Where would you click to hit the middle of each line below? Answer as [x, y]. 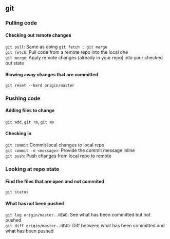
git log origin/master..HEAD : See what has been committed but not [78, 215]
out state [15, 63]
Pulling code [21, 23]
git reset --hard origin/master [40, 85]
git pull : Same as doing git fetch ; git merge [56, 47]
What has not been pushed [35, 203]
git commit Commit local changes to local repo [55, 145]
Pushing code [23, 98]
